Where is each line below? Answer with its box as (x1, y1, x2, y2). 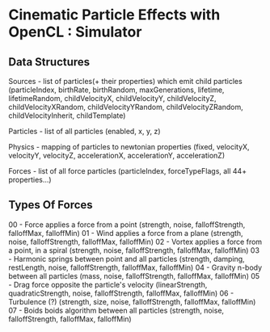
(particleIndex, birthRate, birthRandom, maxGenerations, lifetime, (8, 85, 225, 95)
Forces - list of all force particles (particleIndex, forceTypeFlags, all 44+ (8, 166, 247, 175)
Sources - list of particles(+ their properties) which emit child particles (8, 77, 243, 86)
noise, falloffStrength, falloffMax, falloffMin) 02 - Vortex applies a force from (8, 237, 263, 246)
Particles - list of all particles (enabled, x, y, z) (8, 127, 161, 136)
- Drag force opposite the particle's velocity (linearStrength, (8, 279, 208, 289)
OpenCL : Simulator (8, 23, 142, 41)
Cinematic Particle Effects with (8, 6, 221, 24)
